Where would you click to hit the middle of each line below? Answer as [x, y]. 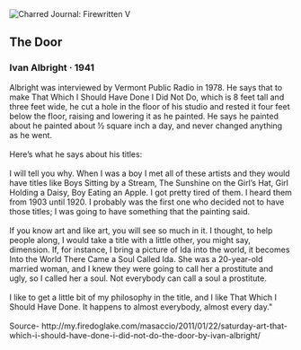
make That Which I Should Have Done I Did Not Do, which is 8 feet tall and [147, 97]
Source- [25, 326]
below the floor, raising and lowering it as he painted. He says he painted [144, 116]
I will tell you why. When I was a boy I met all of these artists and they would [150, 173]
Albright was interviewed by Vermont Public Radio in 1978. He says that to [146, 87]
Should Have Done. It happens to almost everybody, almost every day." [141, 306]
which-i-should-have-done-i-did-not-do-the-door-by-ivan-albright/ [135, 335]
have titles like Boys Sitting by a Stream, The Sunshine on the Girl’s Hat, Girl [149, 182]
